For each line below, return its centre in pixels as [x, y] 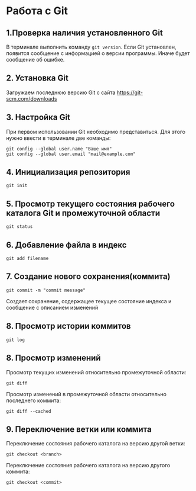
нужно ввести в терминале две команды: [58, 138]
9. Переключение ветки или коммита [79, 429]
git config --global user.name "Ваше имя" [59, 149]
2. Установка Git [37, 78]
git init [17, 186]
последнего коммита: [33, 400]
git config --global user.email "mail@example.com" [71, 154]
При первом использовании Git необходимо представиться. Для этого [96, 131]
